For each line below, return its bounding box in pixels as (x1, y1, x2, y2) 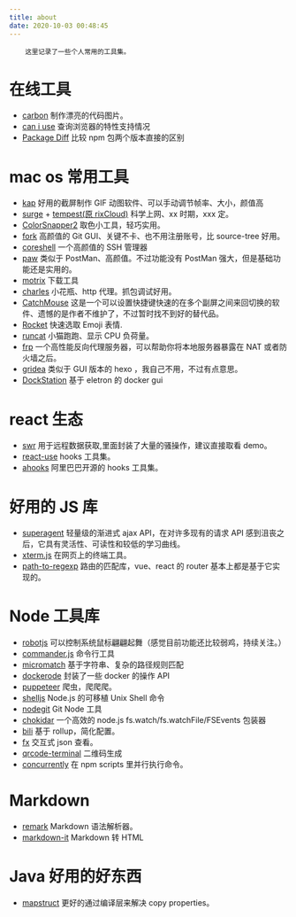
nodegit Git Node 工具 (21, 703, 102, 714)
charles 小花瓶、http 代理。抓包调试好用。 (21, 286, 177, 297)
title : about (9, 12, 57, 22)
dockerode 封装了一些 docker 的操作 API (21, 671, 171, 681)
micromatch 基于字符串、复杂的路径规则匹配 (21, 659, 184, 670)
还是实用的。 (29, 264, 77, 275)
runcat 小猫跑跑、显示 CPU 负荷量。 (21, 330, 155, 341)
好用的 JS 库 (9, 497, 98, 517)
